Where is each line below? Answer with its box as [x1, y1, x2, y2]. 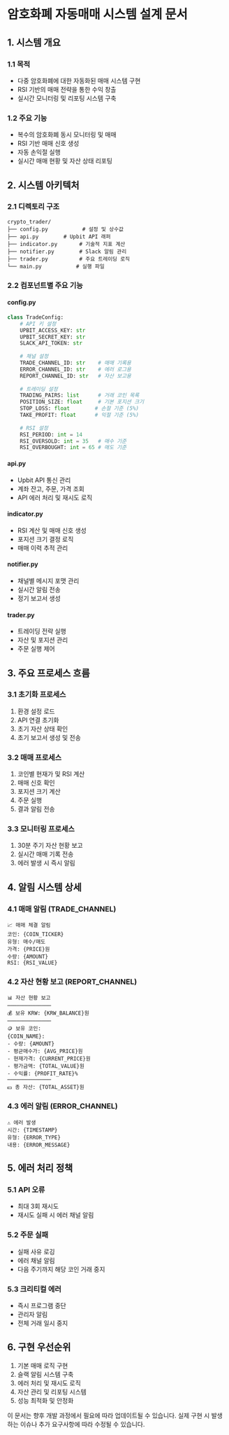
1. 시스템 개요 [7, 36, 61, 48]
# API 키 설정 [20, 320, 57, 327]
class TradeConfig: [7, 313, 64, 321]
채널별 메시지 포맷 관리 [17, 576, 80, 585]
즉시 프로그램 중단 [17, 1301, 66, 1310]
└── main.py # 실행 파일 [7, 263, 105, 270]
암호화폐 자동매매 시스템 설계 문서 [7, 6, 188, 22]
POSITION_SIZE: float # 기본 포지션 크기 [20, 399, 145, 406]
